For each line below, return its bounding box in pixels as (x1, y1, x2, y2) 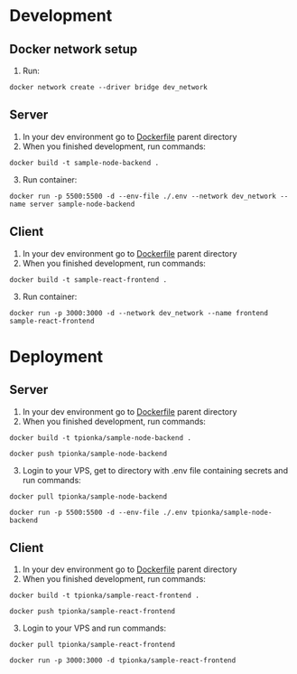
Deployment (9, 346, 104, 367)
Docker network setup (9, 42, 138, 57)
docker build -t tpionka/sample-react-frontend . (9, 591, 200, 601)
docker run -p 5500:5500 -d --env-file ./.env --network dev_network (9, 192, 277, 201)
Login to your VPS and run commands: (22, 623, 167, 633)
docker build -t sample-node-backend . (9, 158, 160, 167)
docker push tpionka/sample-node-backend (9, 449, 168, 458)
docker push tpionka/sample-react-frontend (9, 607, 176, 616)
